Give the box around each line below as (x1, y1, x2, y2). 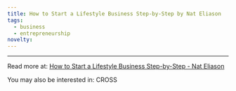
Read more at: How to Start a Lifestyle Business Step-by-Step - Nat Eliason (7, 62, 225, 71)
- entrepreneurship (13, 29, 71, 37)
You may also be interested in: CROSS (7, 76, 117, 84)
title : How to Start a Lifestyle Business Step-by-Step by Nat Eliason (7, 10, 221, 17)
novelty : (7, 36, 33, 43)
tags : (7, 17, 23, 24)
